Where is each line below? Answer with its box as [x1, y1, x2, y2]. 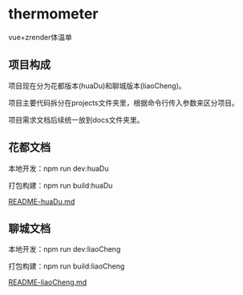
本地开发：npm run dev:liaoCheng [8, 244, 121, 254]
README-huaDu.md [8, 196, 75, 206]
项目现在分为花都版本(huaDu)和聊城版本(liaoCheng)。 [8, 81, 186, 91]
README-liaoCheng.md [8, 277, 87, 287]
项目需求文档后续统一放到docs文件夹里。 [8, 115, 144, 124]
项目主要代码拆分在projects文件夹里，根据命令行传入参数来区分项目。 [8, 98, 239, 107]
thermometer [8, 5, 99, 23]
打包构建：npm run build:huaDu [8, 180, 113, 190]
